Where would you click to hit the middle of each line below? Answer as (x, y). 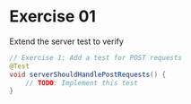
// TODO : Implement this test (82, 82)
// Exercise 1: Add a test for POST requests (95, 57)
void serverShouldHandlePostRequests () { (88, 74)
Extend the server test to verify (66, 41)
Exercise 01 (53, 17)
